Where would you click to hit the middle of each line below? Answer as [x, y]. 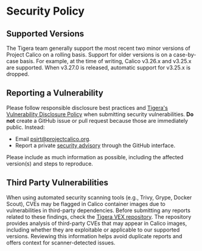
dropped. [18, 74]
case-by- [185, 55]
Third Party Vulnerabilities [57, 183]
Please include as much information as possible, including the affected [95, 157]
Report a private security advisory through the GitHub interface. [95, 145]
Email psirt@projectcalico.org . [53, 139]
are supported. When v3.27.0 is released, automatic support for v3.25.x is [98, 67]
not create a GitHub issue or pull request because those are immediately [97, 120]
